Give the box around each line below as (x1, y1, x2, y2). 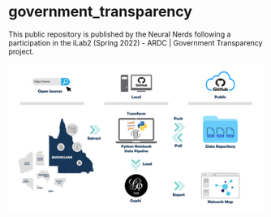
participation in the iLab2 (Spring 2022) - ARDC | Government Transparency (8, 37, 263, 47)
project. (8, 46, 35, 56)
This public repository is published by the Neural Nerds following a (8, 29, 231, 39)
